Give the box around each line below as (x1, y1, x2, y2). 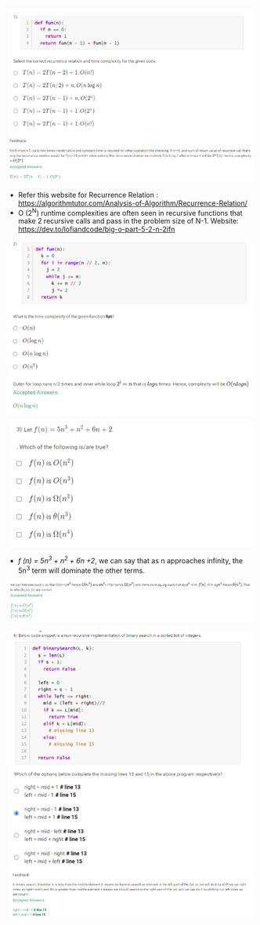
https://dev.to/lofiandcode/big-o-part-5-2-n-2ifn (17, 224, 175, 234)
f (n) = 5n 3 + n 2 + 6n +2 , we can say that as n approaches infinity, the (17, 555, 244, 566)
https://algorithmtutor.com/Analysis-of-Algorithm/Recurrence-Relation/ (17, 198, 247, 208)
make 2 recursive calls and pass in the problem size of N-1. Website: (17, 217, 239, 226)
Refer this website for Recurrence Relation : (17, 190, 159, 199)
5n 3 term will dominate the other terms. (17, 564, 146, 575)
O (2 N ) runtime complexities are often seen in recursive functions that (17, 206, 243, 217)
